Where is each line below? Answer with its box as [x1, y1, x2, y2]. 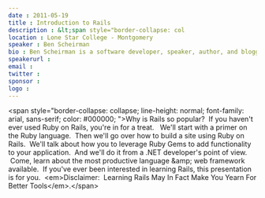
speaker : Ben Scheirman [8, 41, 90, 49]
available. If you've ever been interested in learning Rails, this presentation [8, 164, 252, 174]
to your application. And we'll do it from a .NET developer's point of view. [8, 148, 248, 157]
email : [8, 63, 34, 71]
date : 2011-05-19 [8, 11, 69, 20]
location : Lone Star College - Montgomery [8, 33, 154, 42]
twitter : [8, 70, 41, 78]
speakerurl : [8, 56, 51, 64]
